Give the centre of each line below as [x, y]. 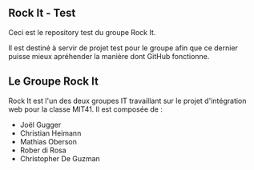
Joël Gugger [40, 125]
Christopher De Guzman [60, 158]
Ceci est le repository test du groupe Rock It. [82, 32]
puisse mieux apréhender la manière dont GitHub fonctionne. [109, 56]
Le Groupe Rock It [53, 82]
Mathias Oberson [48, 141]
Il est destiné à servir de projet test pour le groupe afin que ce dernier [123, 48]
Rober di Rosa [43, 150]
